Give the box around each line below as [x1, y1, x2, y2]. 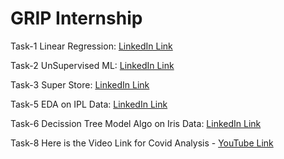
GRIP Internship [10, 7, 143, 30]
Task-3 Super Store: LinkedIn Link [10, 78, 150, 91]
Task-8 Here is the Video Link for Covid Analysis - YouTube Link [10, 137, 274, 149]
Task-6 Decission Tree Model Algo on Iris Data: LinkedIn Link [10, 117, 262, 129]
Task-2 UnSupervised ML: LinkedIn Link [10, 59, 175, 71]
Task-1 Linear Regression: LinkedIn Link [10, 40, 173, 52]
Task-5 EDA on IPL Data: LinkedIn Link [10, 98, 168, 110]
